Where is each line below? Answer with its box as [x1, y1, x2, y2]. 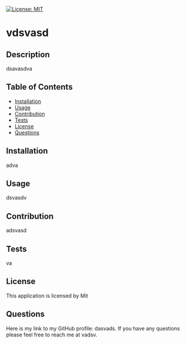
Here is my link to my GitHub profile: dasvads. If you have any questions [6, 325, 180, 332]
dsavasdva [6, 65, 32, 72]
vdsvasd [6, 26, 49, 39]
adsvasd [6, 227, 27, 234]
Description [6, 49, 50, 59]
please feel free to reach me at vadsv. [6, 331, 98, 338]
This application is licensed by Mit [6, 292, 89, 299]
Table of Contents [6, 82, 73, 92]
